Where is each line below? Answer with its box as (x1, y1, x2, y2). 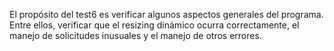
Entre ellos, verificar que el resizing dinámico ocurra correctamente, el (9, 19, 300, 31)
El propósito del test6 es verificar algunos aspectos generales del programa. (9, 9, 324, 20)
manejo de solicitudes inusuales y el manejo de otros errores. (9, 30, 262, 41)
